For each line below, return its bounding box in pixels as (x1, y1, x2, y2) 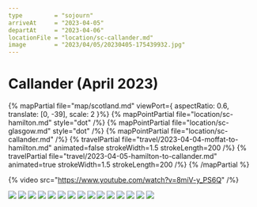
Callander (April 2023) (8, 75, 159, 93)
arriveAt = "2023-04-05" (8, 19, 104, 27)
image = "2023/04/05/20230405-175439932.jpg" (8, 41, 186, 49)
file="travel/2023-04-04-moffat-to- (121, 135, 239, 145)
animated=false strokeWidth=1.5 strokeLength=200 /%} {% (53, 143, 248, 152)
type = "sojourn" (8, 11, 93, 20)
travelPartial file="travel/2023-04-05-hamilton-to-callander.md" (8, 152, 217, 161)
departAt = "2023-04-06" (8, 26, 104, 34)
